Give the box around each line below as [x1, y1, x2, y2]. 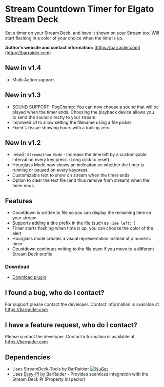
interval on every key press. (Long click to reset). [12, 157, 111, 163]
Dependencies [5, 353, 50, 361]
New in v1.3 [5, 91, 41, 99]
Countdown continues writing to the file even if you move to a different [12, 246, 155, 252]
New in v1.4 [5, 64, 41, 72]
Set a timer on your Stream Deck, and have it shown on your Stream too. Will [5, 30, 159, 36]
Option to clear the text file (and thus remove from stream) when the [12, 177, 150, 183]
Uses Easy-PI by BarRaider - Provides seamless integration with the [12, 371, 149, 377]
